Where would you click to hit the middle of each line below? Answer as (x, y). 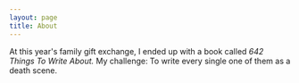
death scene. (33, 70)
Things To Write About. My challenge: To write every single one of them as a (150, 61)
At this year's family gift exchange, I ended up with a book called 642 (137, 51)
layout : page (33, 17)
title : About (33, 26)
